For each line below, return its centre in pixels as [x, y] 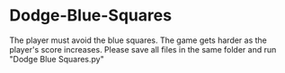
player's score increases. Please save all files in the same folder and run [143, 49]
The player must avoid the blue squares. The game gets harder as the [138, 40]
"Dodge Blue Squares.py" [57, 59]
